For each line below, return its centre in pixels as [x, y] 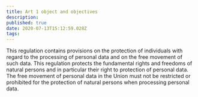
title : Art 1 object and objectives [52, 12]
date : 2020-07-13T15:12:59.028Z [46, 28]
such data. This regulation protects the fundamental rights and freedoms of [99, 64]
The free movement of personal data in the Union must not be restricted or [98, 76]
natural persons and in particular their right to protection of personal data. [97, 70]
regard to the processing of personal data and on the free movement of [94, 57]
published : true [26, 23]
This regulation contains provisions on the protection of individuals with [94, 51]
